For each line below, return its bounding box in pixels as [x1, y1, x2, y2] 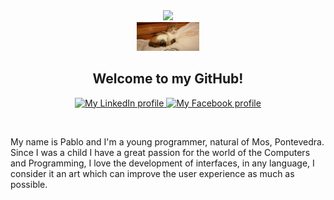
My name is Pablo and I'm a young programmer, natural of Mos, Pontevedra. [10, 135, 325, 148]
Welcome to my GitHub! [92, 70, 244, 88]
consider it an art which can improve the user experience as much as [10, 167, 295, 179]
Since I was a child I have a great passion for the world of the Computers [10, 146, 311, 158]
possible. [10, 178, 48, 190]
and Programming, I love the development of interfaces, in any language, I [10, 157, 315, 169]
